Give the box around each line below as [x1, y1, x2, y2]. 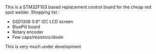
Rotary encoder [12, 29, 44, 35]
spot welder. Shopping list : [5, 9, 60, 15]
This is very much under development [5, 44, 81, 49]
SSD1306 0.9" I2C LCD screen [12, 19, 73, 24]
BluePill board [12, 24, 40, 30]
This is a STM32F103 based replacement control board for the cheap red [5, 4, 152, 10]
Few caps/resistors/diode [12, 34, 63, 40]
